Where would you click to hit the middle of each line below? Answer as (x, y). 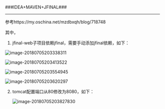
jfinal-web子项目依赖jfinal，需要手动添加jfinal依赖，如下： (71, 43)
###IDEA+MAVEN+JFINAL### (36, 7)
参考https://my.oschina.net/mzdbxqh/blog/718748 (55, 22)
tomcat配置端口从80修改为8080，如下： (53, 91)
